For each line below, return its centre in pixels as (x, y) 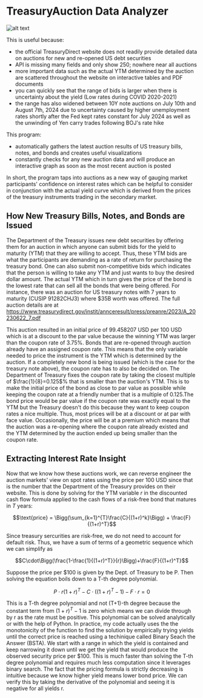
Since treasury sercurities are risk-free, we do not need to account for (94, 536)
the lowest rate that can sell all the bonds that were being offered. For (93, 285)
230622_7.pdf (24, 318)
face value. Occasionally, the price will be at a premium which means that (98, 420)
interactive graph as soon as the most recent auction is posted (93, 166)
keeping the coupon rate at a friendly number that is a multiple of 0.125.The (100, 394)
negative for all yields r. (35, 688)
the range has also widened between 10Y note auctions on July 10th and (105, 103)
